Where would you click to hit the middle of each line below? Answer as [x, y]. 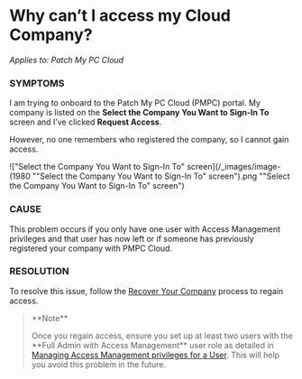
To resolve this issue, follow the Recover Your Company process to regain [146, 291]
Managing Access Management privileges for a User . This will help [156, 355]
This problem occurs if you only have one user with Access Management [145, 229]
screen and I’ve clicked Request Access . [86, 122]
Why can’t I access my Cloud [120, 16]
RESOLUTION [39, 272]
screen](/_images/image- [233, 167]
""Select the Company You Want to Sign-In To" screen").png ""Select [161, 176]
